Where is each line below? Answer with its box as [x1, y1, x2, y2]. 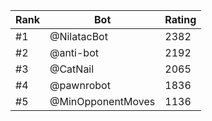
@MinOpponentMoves [49, 95, 156, 108]
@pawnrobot [49, 79, 111, 92]
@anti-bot [49, 46, 99, 59]
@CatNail [49, 62, 95, 76]
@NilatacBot [49, 30, 108, 43]
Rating [164, 13, 197, 26]
